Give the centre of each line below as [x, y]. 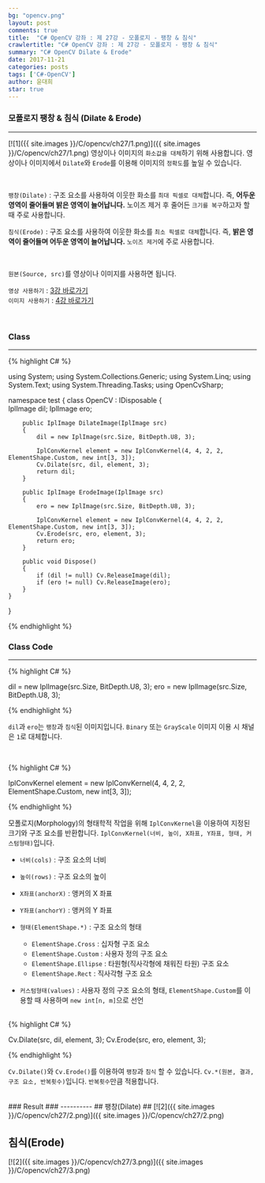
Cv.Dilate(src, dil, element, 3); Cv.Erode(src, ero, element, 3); [107, 1040]
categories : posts [38, 67]
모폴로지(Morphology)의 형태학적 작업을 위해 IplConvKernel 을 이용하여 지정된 [129, 823]
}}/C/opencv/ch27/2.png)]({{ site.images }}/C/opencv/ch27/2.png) [116, 1116]
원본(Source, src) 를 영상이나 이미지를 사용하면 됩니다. [92, 273]
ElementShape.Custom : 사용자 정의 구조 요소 [99, 954]
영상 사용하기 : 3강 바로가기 [48, 290]
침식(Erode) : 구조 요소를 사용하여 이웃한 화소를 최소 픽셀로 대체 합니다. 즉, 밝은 [127, 231]
